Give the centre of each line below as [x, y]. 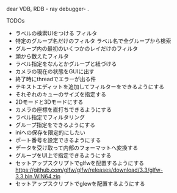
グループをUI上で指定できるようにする [63, 155]
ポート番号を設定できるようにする [58, 140]
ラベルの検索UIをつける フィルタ [56, 33]
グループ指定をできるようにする [55, 125]
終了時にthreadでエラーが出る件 [56, 79]
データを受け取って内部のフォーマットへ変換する [77, 148]
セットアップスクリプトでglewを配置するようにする [80, 184]
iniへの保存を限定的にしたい [50, 133]
